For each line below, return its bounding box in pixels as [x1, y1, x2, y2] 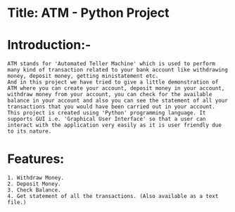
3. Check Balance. [7, 187, 61, 194]
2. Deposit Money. [7, 180, 61, 187]
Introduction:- [7, 37, 91, 53]
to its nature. [7, 128, 52, 135]
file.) [7, 199, 27, 206]
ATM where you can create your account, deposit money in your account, [7, 85, 225, 92]
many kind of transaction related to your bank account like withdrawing [7, 67, 229, 74]
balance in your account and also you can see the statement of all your [7, 97, 229, 105]
